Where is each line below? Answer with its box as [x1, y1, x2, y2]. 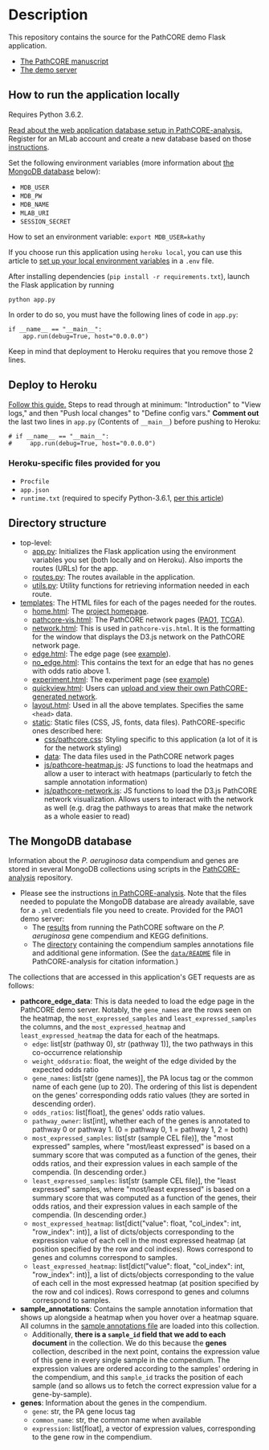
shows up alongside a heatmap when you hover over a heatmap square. [19, 1312, 259, 1322]
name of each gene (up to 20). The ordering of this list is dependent [31, 1082, 258, 1091]
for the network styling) [43, 742, 122, 753]
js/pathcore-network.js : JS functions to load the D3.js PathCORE [43, 786, 258, 795]
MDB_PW [19, 191, 43, 200]
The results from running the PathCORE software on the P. [31, 922, 226, 932]
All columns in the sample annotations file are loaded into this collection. [19, 1321, 259, 1331]
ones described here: [31, 725, 103, 735]
